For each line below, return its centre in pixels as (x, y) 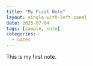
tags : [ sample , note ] (33, 28)
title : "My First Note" (36, 12)
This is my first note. (31, 57)
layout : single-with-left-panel (46, 17)
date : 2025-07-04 (28, 23)
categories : (21, 34)
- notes (21, 40)
